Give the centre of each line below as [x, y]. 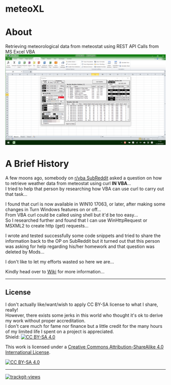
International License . [28, 352]
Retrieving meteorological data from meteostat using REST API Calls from [82, 46]
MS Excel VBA [20, 52]
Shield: [12, 337]
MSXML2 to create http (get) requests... [47, 225]
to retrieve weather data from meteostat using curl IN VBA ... [68, 183]
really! [12, 310]
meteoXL [25, 9]
